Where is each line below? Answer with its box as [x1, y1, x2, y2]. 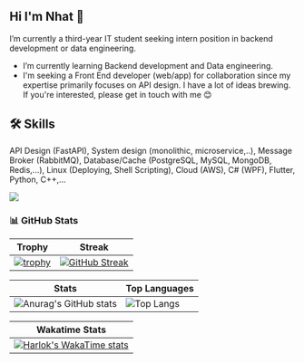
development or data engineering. [9, 43, 136, 53]
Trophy [16, 241, 48, 253]
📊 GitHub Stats [9, 214, 79, 226]
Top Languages [125, 282, 194, 294]
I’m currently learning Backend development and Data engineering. [22, 60, 274, 71]
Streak [79, 241, 109, 253]
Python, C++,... [9, 174, 66, 185]
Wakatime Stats [35, 323, 107, 336]
